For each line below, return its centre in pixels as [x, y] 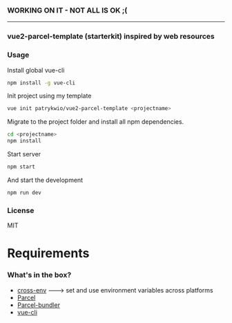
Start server [24, 154]
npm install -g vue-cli [41, 83]
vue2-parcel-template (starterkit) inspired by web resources [111, 37]
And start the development [45, 180]
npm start [21, 167]
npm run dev [24, 192]
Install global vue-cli [36, 70]
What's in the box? [39, 275]
